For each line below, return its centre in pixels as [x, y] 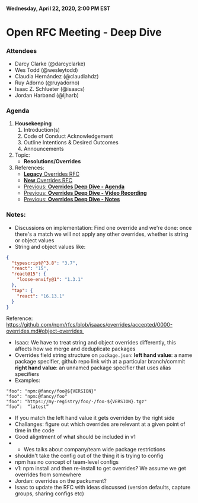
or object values [34, 240]
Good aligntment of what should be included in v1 [75, 437]
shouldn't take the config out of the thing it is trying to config [89, 456]
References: [29, 168]
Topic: [23, 155]
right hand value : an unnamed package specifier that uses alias [93, 368]
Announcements [44, 149]
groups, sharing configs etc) [49, 493]
